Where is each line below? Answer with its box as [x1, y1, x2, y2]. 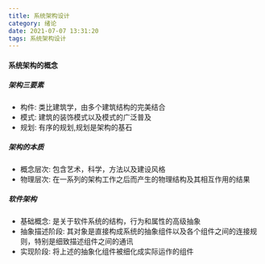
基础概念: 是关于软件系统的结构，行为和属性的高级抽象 [19, 216, 201, 226]
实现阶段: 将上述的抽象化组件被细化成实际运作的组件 [19, 246, 194, 256]
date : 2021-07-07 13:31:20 [8, 27, 99, 35]
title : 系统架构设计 [8, 11, 70, 20]
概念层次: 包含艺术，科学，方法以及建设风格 [19, 164, 166, 174]
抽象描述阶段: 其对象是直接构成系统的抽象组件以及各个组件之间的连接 [19, 226, 251, 236]
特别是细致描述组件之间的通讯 [34, 236, 134, 246]
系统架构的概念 [8, 60, 58, 69]
